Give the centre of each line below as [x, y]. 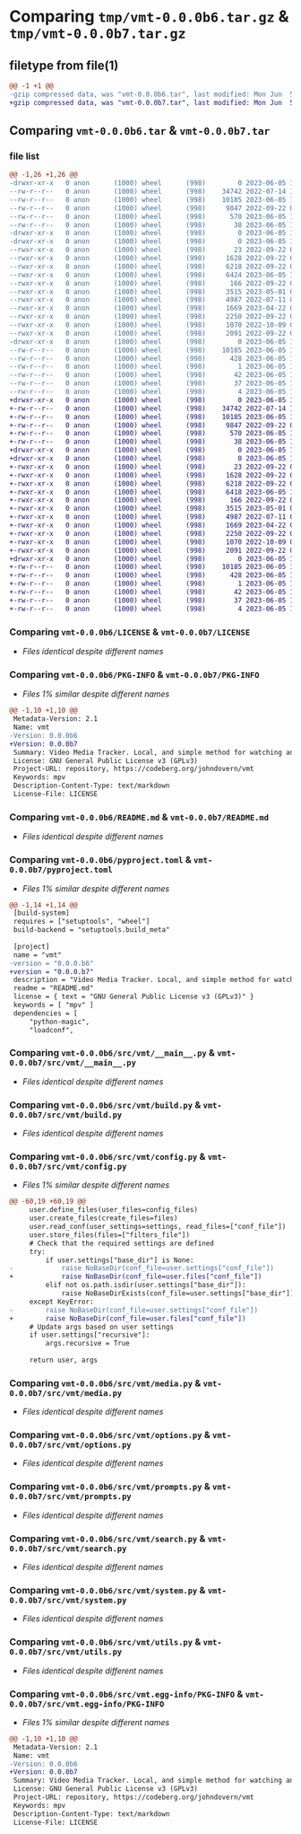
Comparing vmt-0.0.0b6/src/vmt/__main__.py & [112, 1053]
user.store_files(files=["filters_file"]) [110, 1235]
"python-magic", [60, 1022]
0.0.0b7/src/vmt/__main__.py [73, 1063]
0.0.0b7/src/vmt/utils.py [66, 1652]
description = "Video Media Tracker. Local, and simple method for [142, 980]
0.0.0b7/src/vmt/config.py [68, 1167]
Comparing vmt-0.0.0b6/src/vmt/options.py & [110, 1435]
